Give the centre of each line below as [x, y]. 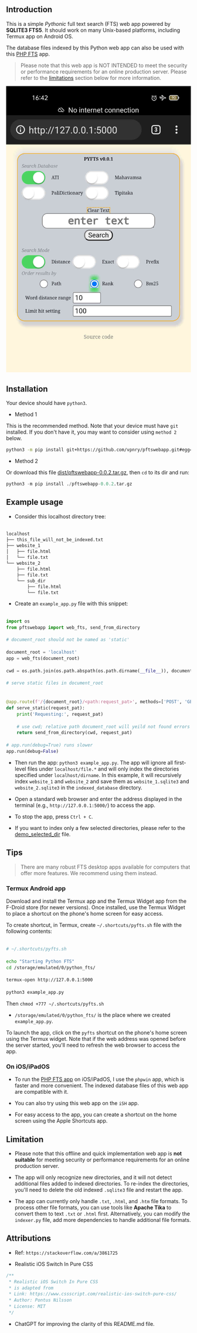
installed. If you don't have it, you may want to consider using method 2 [91, 432]
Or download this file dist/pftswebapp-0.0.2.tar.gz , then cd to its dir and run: [98, 473]
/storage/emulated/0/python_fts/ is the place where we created [92, 1015]
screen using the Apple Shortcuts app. [61, 1121]
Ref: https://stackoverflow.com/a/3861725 [66, 1252]
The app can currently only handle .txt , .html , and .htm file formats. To [101, 1201]
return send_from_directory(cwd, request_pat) [74, 733]
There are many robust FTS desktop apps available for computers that [105, 867]
